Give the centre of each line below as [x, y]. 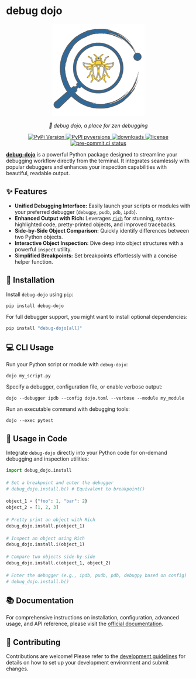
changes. [17, 669]
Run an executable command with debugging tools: [68, 409]
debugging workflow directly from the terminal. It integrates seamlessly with [98, 161]
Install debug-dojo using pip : [40, 294]
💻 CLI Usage [30, 347]
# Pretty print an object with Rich [51, 520]
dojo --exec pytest [30, 421]
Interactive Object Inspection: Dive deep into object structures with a [99, 243]
